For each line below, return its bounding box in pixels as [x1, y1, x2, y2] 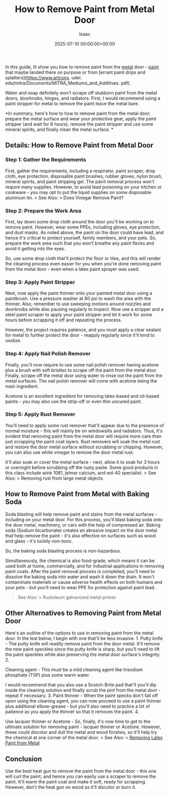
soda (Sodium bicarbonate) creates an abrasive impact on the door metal [5, 527, 157, 533]
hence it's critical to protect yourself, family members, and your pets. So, [5, 235, 157, 241]
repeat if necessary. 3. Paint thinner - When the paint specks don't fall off [5, 692, 158, 698]
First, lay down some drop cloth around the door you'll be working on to [5, 218, 154, 224]
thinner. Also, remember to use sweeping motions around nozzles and [5, 301, 151, 307]
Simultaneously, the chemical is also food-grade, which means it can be [5, 557, 155, 564]
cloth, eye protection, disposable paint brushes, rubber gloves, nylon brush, [5, 173, 163, 179]
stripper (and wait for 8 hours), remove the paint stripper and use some [5, 121, 153, 127]
